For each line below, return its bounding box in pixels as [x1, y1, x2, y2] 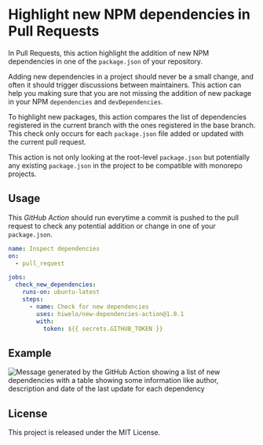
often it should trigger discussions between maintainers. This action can [8, 80, 242, 90]
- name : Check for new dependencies [28, 303, 149, 311]
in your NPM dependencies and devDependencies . [8, 97, 163, 106]
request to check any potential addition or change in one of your [8, 221, 216, 230]
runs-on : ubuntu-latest [22, 289, 100, 296]
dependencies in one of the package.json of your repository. [8, 57, 203, 66]
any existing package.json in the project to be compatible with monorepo [8, 160, 243, 170]
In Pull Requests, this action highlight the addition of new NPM [8, 48, 210, 57]
